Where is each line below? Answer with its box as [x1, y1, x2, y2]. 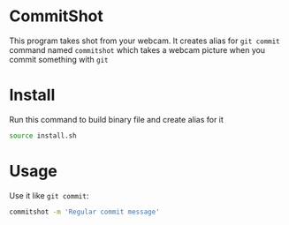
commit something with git [9, 54, 109, 64]
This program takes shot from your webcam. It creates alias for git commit [9, 35, 280, 46]
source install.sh [9, 131, 77, 140]
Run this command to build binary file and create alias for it [9, 114, 224, 124]
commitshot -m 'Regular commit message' [9, 207, 161, 216]
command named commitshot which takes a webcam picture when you [9, 44, 266, 55]
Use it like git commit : [9, 190, 89, 200]
